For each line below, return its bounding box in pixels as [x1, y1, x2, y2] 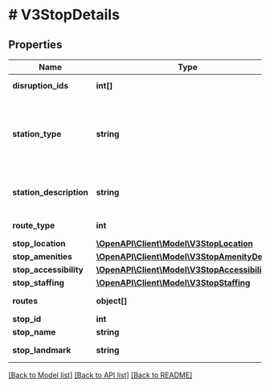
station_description [12, 187, 88, 198]
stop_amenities [12, 251, 72, 262]
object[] [96, 295, 128, 307]
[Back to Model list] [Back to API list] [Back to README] [8, 370, 193, 380]
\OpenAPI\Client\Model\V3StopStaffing [96, 278, 251, 288]
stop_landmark [12, 344, 72, 356]
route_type [12, 220, 55, 231]
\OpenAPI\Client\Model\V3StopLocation [96, 238, 253, 249]
